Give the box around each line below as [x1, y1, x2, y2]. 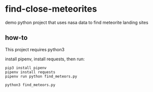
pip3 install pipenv [5, 65, 47, 70]
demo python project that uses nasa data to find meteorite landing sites [5, 19, 149, 25]
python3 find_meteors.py [5, 82, 56, 87]
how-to [5, 34, 28, 42]
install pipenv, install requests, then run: [5, 56, 85, 62]
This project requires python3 [5, 46, 65, 52]
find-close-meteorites [5, 3, 97, 15]
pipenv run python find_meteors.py [5, 74, 77, 79]
